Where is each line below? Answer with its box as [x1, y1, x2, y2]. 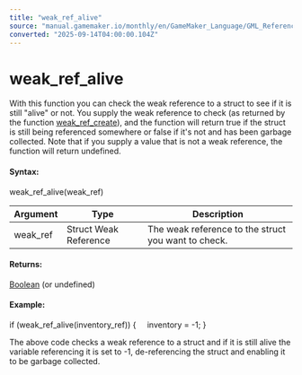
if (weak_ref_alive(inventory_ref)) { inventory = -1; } [9, 319, 207, 330]
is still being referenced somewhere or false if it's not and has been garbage [9, 126, 292, 137]
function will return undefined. [9, 145, 121, 157]
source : [9, 22, 39, 31]
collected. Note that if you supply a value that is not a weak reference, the [9, 136, 283, 147]
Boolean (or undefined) [9, 279, 96, 290]
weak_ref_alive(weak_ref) [9, 186, 104, 197]
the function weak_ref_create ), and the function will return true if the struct [9, 118, 286, 128]
